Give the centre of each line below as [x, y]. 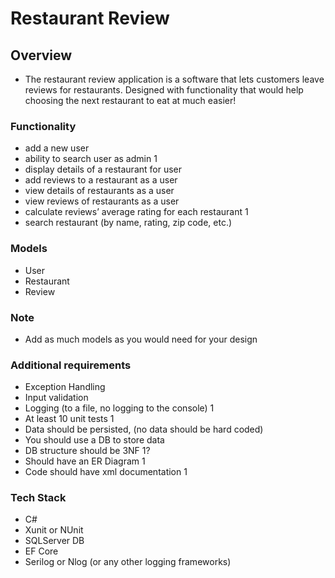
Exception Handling [65, 387]
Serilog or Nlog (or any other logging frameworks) [128, 562]
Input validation [56, 398]
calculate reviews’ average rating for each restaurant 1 [136, 212]
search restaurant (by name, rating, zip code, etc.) [128, 223]
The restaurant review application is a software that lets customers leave [174, 79]
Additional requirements [71, 365]
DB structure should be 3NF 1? [87, 451]
